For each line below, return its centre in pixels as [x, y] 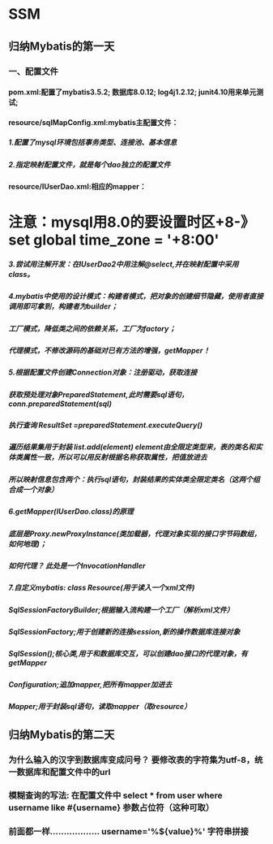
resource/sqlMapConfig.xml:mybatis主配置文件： [94, 122]
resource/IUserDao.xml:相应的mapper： [77, 187]
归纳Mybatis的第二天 [62, 735]
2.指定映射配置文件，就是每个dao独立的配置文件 [90, 164]
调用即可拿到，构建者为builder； [63, 306]
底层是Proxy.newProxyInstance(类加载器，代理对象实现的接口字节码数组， [135, 534]
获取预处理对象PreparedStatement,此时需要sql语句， [98, 394]
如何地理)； [28, 543]
